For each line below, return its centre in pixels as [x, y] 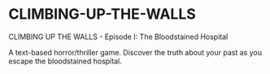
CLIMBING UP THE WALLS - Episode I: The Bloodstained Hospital [118, 37]
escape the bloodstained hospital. [65, 61]
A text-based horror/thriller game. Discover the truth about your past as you [135, 52]
